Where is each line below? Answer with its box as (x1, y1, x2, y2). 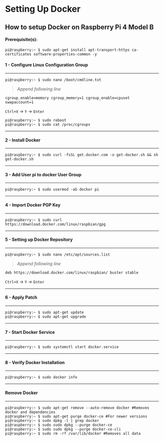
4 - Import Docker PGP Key (5, 202, 61, 208)
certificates (5, 51, 32, 57)
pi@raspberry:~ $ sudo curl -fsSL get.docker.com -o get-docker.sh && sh (5, 153, 159, 158)
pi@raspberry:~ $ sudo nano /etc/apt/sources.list (5, 252, 110, 257)
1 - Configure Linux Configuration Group (5, 62, 88, 68)
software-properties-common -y (33, 51, 97, 57)
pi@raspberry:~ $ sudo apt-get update (5, 310, 84, 315)
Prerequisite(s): (5, 37, 38, 43)
